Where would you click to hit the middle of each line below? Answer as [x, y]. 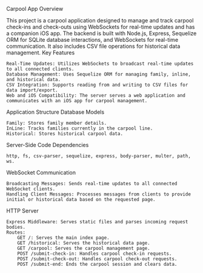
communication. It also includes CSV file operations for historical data [93, 46]
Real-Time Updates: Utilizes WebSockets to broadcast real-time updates [100, 64]
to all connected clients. [40, 69]
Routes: [16, 232]
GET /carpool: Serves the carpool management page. [84, 248]
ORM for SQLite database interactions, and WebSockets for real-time [92, 40]
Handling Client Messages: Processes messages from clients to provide [98, 194]
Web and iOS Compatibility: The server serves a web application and [96, 96]
